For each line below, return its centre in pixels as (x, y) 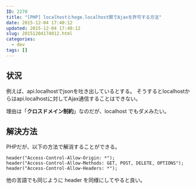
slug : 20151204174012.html (39, 34)
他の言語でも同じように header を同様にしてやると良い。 (76, 180)
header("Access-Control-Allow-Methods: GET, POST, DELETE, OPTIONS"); (95, 164)
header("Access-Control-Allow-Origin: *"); (61, 158)
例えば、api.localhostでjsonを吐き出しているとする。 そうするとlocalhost (96, 91)
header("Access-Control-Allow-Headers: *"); (62, 169)
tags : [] (17, 50)
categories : (21, 39)
